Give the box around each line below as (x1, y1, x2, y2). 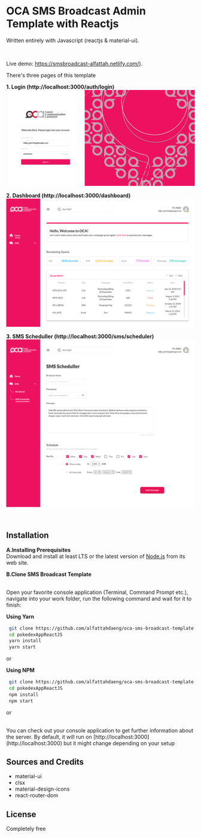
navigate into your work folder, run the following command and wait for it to (6, 595, 192, 602)
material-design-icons (14, 785, 70, 792)
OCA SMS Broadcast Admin (6, 4, 147, 18)
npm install (8, 691, 39, 698)
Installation (6, 530, 49, 541)
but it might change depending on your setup (63, 739, 175, 747)
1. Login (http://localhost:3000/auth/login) (6, 83, 115, 91)
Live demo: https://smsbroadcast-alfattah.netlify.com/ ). (6, 60, 143, 67)
